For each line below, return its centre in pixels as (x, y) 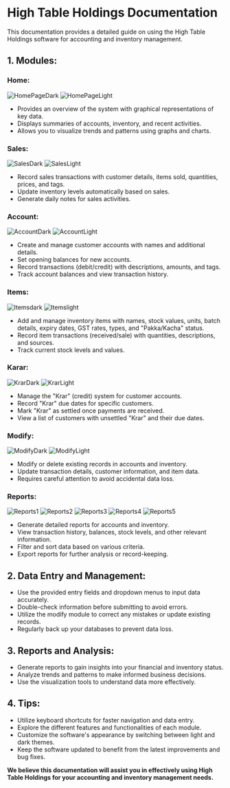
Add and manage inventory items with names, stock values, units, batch (119, 320)
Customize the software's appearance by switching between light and (116, 734)
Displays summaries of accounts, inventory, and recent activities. (109, 123)
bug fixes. (31, 756)
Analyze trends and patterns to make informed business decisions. (112, 675)
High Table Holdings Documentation (113, 13)
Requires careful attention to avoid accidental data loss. (96, 479)
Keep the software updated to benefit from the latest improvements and (118, 749)
